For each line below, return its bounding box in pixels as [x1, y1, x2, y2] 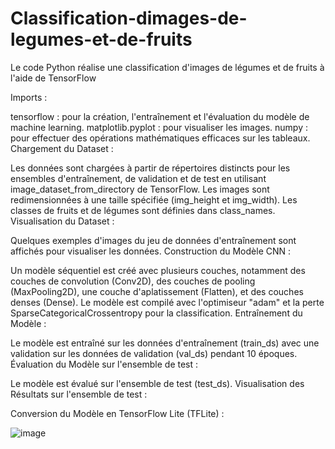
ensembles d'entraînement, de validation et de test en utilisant [10, 172, 267, 184]
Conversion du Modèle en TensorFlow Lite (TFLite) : [10, 407, 225, 419]
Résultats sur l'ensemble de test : [10, 388, 148, 400]
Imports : [10, 91, 48, 103]
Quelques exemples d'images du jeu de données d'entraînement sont [10, 234, 297, 246]
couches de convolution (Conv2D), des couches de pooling [10, 275, 256, 287]
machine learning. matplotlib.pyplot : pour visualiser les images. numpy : [10, 121, 308, 133]
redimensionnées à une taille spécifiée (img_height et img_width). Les [10, 193, 298, 206]
